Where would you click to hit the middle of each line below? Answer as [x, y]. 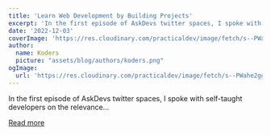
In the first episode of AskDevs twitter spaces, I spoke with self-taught [125, 98]
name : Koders [38, 53]
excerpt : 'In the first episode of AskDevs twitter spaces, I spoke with [135, 23]
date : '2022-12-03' [41, 31]
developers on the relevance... [59, 107]
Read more [27, 122]
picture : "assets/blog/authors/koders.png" [90, 61]
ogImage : [23, 68]
